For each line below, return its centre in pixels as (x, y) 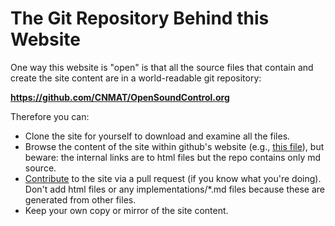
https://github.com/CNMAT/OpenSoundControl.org (120, 97)
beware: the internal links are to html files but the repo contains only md (173, 157)
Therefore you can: (50, 116)
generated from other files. (80, 199)
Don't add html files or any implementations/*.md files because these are (174, 189)
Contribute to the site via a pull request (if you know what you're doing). (173, 178)
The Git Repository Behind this (140, 18)
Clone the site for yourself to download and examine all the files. (157, 136)
